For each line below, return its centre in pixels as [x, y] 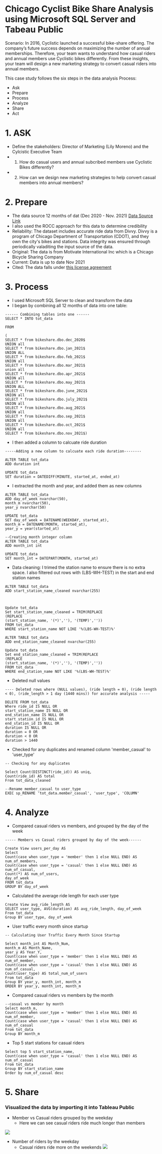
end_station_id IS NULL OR [32, 723]
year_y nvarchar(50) [26, 507]
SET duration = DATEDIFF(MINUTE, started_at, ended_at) [62, 477]
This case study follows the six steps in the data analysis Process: [71, 78]
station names [26, 577]
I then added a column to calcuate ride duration [59, 442]
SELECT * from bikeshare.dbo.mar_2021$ [45, 365]
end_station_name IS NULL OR [34, 715]
